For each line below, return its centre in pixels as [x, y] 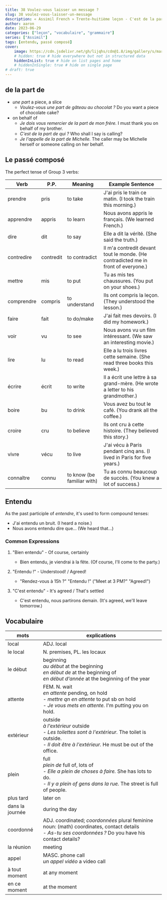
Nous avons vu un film [129, 330]
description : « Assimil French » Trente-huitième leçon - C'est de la [80, 19]
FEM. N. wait [58, 687]
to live [74, 454]
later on [52, 798]
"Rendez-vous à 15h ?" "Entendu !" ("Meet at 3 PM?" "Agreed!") [85, 581]
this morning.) [120, 205]
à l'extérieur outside [66, 725]
